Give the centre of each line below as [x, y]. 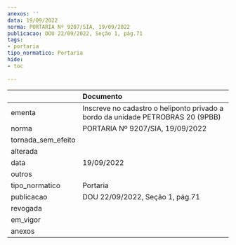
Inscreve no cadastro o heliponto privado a [153, 108]
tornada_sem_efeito [43, 140]
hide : [15, 60]
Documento [103, 96]
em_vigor [26, 220]
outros [22, 174]
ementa [24, 112]
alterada [25, 151]
